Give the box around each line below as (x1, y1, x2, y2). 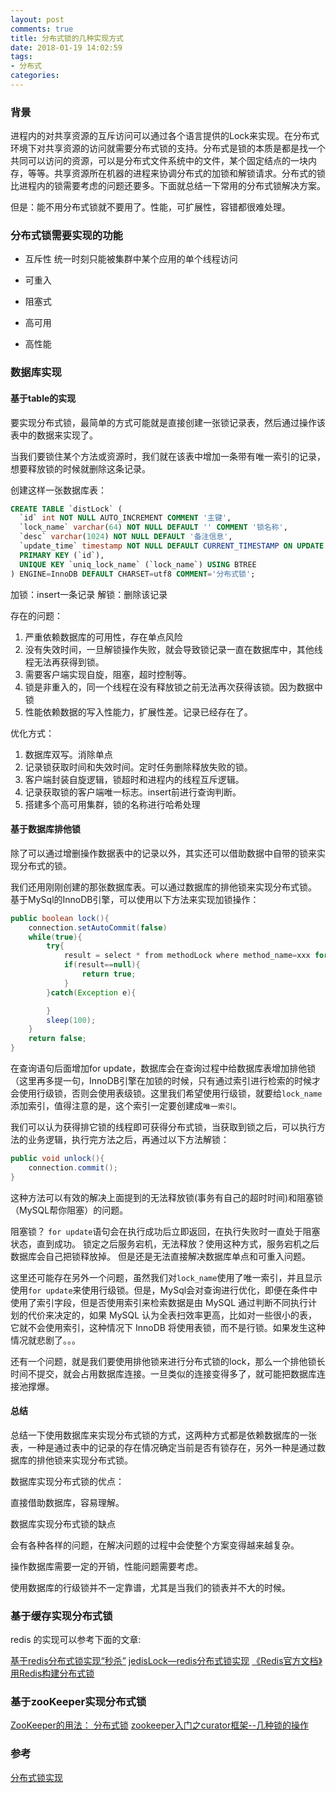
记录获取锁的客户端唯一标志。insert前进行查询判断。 (24, 786, 242, 798)
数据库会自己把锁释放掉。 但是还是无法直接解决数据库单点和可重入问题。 (10, 1250, 311, 1262)
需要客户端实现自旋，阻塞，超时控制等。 (24, 668, 192, 680)
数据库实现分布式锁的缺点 (10, 1517, 116, 1530)
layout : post (10, 14, 65, 25)
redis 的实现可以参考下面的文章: (10, 1634, 142, 1646)
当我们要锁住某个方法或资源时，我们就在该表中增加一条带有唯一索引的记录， (10, 450, 326, 462)
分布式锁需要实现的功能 (10, 229, 123, 243)
